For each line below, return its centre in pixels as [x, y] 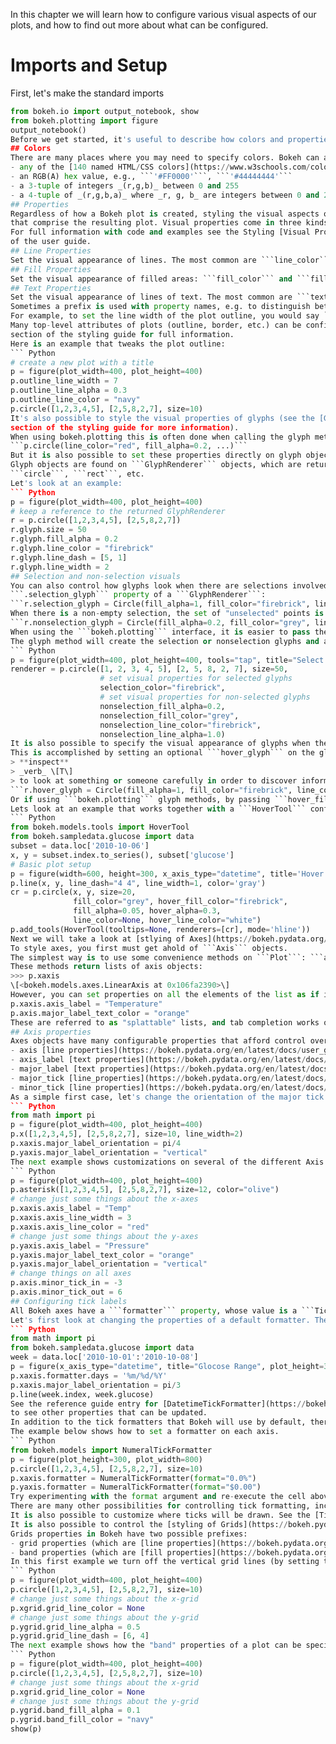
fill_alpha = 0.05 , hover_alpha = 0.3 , [147, 911]
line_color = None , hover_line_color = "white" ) [167, 920]
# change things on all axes [71, 1274]
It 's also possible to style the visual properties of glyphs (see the [162, 418]
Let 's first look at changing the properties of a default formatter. [160, 1320]
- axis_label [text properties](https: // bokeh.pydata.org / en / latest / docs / [169, 1060]
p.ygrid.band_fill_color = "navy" [82, 1720]
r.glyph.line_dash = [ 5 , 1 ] [69, 557]
